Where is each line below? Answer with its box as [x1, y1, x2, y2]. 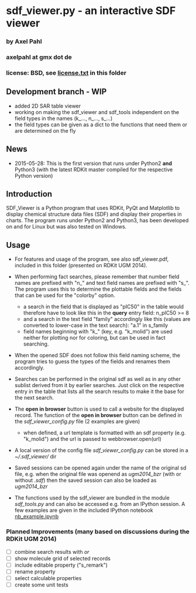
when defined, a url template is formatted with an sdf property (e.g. [23, 429, 186, 436]
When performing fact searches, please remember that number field [14, 273, 180, 280]
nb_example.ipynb [14, 513, 59, 520]
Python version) [14, 172, 53, 179]
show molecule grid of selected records [14, 554, 111, 562]
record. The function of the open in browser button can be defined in [14, 412, 183, 419]
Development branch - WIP [6, 87, 107, 97]
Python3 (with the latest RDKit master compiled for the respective [14, 166, 173, 173]
